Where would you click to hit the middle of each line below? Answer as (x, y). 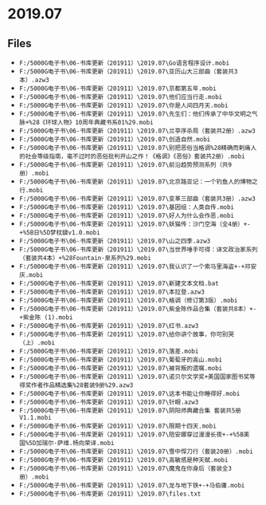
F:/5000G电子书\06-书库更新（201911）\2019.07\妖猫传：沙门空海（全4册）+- (135, 224)
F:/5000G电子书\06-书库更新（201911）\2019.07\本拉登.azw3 (111, 292)
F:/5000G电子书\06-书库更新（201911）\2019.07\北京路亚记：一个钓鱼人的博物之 (138, 182)
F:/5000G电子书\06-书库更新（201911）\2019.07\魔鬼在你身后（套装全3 (125, 468)
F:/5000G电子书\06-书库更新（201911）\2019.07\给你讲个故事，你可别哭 (126, 334)
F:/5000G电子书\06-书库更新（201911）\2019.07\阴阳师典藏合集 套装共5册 (130, 411)
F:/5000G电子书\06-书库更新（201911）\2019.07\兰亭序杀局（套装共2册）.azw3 (137, 131)
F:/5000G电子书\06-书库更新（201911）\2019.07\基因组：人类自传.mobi (127, 207)
